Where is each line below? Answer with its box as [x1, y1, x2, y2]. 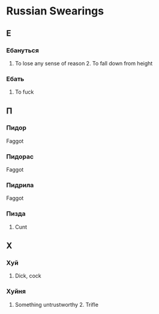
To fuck [14, 88, 34, 95]
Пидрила [6, 181, 34, 190]
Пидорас [6, 152, 34, 160]
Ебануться [6, 46, 39, 55]
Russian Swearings [6, 4, 104, 18]
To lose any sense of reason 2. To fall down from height [14, 59, 153, 67]
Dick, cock [14, 272, 42, 280]
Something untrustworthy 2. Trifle [14, 301, 99, 308]
